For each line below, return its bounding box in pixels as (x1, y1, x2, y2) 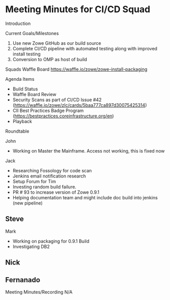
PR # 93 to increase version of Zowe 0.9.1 (12, 189, 100, 195)
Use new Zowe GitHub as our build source (12, 40, 101, 46)
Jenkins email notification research (12, 173, 86, 179)
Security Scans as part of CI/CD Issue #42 (12, 97, 102, 103)
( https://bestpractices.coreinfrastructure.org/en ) (12, 113, 114, 119)
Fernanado (5, 276, 41, 284)
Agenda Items (5, 76, 35, 82)
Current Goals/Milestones (5, 30, 59, 36)
